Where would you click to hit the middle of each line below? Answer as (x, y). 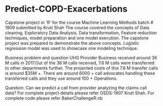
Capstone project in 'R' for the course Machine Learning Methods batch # (79, 22)
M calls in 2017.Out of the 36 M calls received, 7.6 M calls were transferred (80, 63)
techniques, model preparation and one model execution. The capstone (77, 38)
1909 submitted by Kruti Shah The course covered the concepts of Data (77, 27)
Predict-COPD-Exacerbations (66, 9)
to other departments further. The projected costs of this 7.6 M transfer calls (82, 68)
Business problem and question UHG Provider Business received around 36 (81, 57)
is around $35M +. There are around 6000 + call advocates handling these (80, 73)
